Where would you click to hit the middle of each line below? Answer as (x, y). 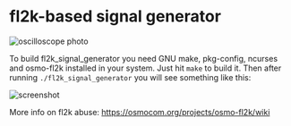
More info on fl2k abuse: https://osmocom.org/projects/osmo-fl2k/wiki (140, 112)
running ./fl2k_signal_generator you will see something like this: (130, 77)
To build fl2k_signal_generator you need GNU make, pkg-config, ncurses (144, 58)
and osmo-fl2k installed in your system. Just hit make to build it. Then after (145, 68)
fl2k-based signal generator (116, 17)
